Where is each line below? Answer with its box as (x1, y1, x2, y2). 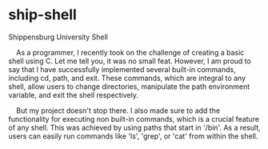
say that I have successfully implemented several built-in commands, (8, 64, 236, 74)
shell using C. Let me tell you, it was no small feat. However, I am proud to (8, 56, 252, 66)
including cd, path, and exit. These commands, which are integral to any (8, 73, 246, 83)
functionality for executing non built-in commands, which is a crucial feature (8, 114, 260, 123)
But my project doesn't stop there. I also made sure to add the (15, 106, 221, 115)
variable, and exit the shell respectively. (8, 90, 138, 99)
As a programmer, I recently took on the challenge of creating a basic (15, 47, 245, 57)
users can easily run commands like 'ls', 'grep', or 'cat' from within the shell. (8, 131, 258, 141)
